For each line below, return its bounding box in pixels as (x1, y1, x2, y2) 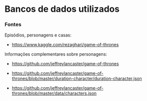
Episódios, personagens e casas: (4, 32, 72, 38)
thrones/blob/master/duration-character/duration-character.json (11, 75, 142, 82)
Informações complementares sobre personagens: (4, 51, 108, 57)
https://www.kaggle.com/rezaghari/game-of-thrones (11, 42, 119, 48)
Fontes (4, 21, 22, 28)
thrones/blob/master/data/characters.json (11, 90, 97, 97)
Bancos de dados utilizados (4, 3, 120, 15)
